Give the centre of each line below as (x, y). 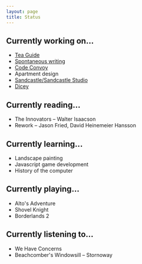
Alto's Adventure (35, 203)
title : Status (24, 17)
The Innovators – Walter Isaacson (55, 119)
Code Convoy (31, 68)
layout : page (22, 11)
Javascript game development (52, 164)
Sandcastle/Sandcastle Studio (51, 80)
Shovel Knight (32, 209)
